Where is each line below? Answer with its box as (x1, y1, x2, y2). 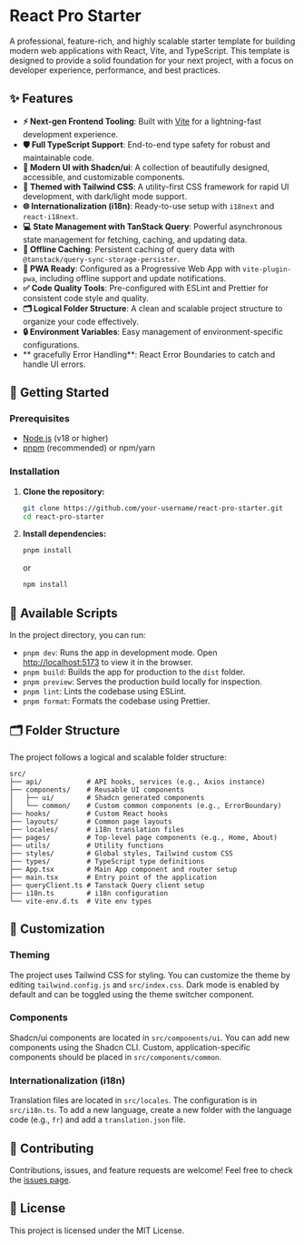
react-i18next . (22, 210, 79, 221)
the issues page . (9, 1174, 72, 1185)
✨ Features (9, 91, 74, 106)
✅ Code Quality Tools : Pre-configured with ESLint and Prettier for (22, 282, 270, 293)
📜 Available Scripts (9, 605, 118, 621)
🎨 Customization (9, 921, 105, 937)
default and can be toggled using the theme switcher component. (9, 988, 255, 999)
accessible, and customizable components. (22, 171, 185, 182)
